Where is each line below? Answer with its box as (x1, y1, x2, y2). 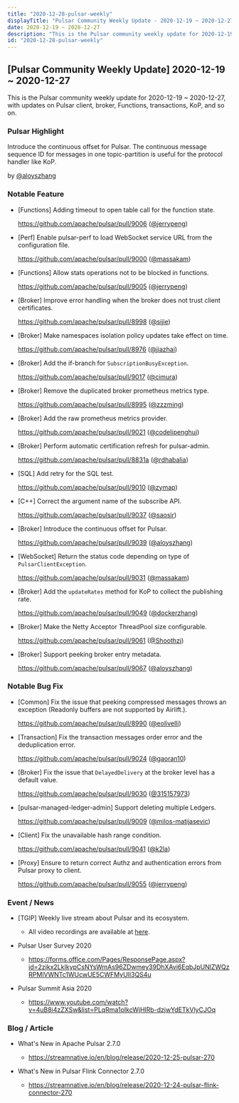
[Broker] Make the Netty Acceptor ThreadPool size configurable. (17, 622, 208, 631)
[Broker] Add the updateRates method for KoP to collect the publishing (17, 587, 223, 596)
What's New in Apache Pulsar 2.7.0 (17, 1040, 121, 1048)
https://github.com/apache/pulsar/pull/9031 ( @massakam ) (17, 573, 190, 581)
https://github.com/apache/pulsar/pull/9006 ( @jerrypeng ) (17, 219, 188, 228)
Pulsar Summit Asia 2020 (17, 984, 92, 993)
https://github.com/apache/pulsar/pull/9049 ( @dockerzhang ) (17, 609, 198, 617)
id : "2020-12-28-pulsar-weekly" (7, 37, 103, 44)
